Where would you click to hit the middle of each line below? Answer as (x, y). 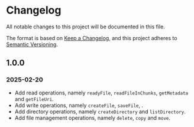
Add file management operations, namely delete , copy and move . (92, 118)
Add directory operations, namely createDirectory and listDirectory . (100, 111)
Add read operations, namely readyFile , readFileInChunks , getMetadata (101, 93)
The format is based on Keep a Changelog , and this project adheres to (92, 38)
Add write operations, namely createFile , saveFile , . (79, 105)
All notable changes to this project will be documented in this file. (86, 27)
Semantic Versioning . (32, 44)
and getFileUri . (34, 99)
